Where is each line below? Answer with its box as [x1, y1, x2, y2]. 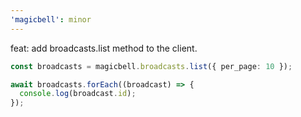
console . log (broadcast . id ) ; [19, 89, 137, 99]
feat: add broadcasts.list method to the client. [10, 42, 198, 54]
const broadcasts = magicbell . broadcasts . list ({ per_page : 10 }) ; [10, 61, 293, 71]
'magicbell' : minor [10, 14, 92, 25]
